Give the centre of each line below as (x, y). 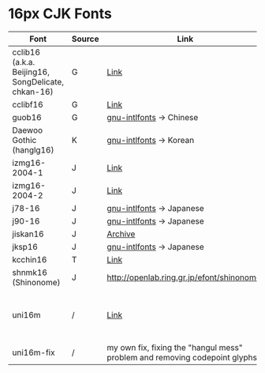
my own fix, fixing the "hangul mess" (175, 347)
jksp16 (25, 247)
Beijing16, (31, 72)
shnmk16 (30, 272)
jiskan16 (28, 234)
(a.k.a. (24, 62)
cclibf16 (28, 104)
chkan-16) (33, 92)
